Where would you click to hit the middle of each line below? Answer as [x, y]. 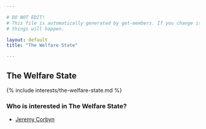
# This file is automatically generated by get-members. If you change [100, 23]
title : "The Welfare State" [42, 46]
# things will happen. [35, 29]
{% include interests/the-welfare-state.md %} [64, 90]
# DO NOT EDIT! [26, 17]
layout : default [27, 40]
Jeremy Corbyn [35, 119]
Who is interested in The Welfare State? [67, 106]
